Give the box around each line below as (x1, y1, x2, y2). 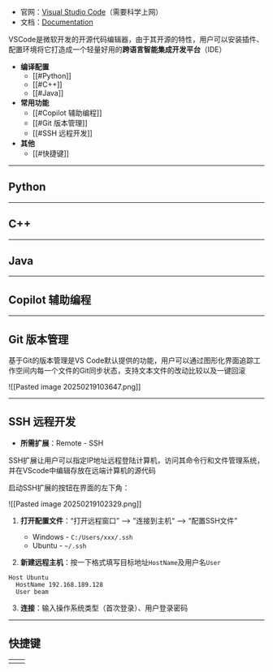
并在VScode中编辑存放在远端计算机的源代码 (8, 465, 156, 475)
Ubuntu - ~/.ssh (32, 541, 87, 550)
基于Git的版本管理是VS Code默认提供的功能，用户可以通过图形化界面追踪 (8, 355, 254, 365)
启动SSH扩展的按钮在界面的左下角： (8, 482, 130, 493)
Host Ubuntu (8, 573, 49, 582)
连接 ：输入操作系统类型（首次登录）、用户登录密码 (19, 603, 188, 613)
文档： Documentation (19, 17, 93, 27)
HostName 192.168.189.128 (15, 580, 104, 588)
